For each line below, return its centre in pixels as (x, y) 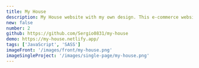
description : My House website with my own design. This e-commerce (92, 17)
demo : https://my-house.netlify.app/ (53, 39)
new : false (20, 22)
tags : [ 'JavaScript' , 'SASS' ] (44, 45)
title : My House (26, 12)
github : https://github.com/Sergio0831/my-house (67, 34)
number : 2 (18, 28)
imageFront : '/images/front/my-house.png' (59, 50)
